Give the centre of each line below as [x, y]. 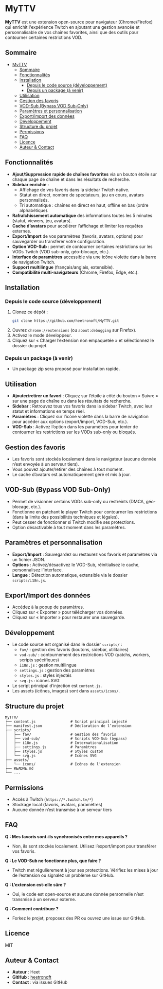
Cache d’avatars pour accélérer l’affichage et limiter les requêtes [77, 226]
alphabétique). [34, 210]
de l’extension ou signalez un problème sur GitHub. [63, 875]
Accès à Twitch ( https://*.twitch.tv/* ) [53, 799]
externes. [22, 231]
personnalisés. [34, 200]
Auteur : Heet [26, 972]
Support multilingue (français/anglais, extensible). [63, 267]
